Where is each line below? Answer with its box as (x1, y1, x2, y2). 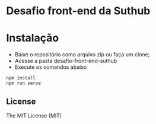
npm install (6, 75, 36, 81)
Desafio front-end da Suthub (6, 4, 151, 18)
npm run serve (6, 80, 42, 87)
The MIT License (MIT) (6, 112, 62, 119)
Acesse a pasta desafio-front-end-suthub (14, 58, 117, 65)
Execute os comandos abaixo (14, 63, 87, 71)
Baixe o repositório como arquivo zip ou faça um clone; (14, 51, 150, 58)
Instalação (6, 31, 59, 45)
